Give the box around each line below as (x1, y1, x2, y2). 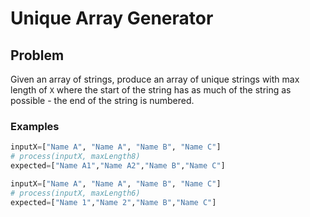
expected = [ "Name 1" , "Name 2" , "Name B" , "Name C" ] (10, 197, 217, 207)
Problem (10, 47, 65, 64)
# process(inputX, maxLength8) (10, 152, 141, 162)
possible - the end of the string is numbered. (10, 95, 195, 106)
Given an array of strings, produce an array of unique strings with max (10, 73, 300, 85)
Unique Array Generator (10, 7, 214, 30)
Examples (10, 119, 60, 133)
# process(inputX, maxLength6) (10, 188, 141, 198)
